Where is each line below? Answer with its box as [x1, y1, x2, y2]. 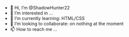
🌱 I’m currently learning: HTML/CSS [10, 15, 85, 21]
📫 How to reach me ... [10, 26, 57, 32]
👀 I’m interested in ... [10, 10, 53, 16]
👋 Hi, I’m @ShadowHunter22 [10, 5, 70, 10]
